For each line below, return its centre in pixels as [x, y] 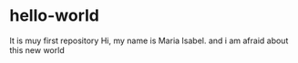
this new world [37, 49]
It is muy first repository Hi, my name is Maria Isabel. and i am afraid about [149, 40]
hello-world [55, 16]
